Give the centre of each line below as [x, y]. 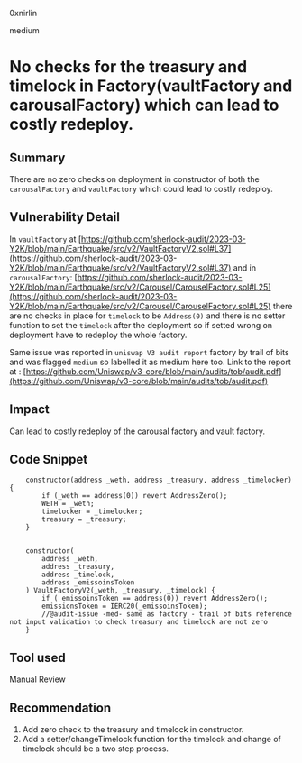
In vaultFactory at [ [46, 239]
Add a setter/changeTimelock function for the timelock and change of [151, 740]
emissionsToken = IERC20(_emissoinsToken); [124, 607]
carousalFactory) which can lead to [144, 105]
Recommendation [60, 708]
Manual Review [37, 679]
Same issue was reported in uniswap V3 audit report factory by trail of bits [150, 352]
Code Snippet [49, 460]
